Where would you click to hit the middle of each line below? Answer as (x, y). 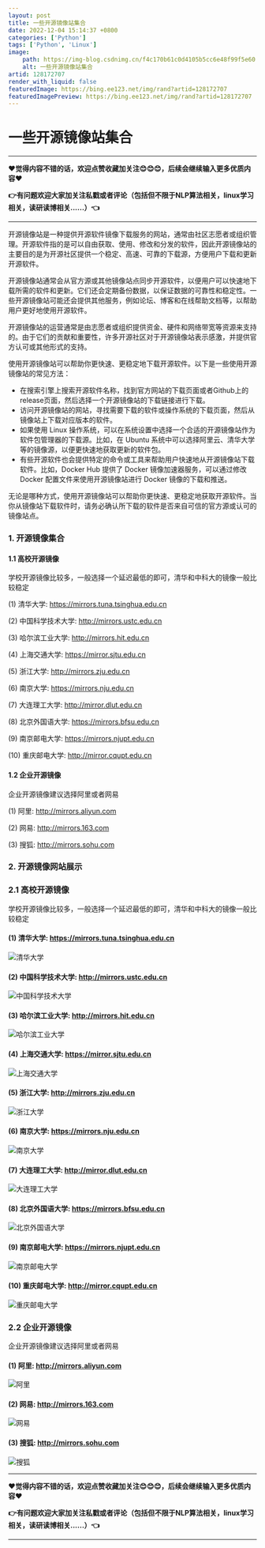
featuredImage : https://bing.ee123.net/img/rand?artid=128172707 (118, 89)
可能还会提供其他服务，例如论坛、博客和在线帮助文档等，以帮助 (153, 300)
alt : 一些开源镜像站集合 (58, 67)
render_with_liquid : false (52, 81)
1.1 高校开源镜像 (34, 559)
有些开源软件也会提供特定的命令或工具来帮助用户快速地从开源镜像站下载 (137, 460)
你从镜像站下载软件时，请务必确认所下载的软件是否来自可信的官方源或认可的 (132, 506)
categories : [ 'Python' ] (47, 38)
